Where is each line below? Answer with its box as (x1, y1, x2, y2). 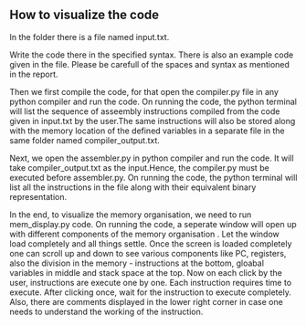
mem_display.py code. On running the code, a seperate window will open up (9, 218, 297, 229)
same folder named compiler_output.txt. (9, 134, 160, 145)
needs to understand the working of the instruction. (9, 306, 204, 317)
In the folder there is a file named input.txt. (9, 31, 170, 42)
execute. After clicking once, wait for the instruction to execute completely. (9, 287, 292, 298)
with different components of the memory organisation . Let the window (9, 228, 280, 239)
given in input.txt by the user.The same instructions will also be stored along (9, 115, 296, 126)
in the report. (9, 68, 58, 79)
